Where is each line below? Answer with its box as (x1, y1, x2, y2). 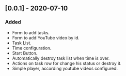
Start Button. (12, 50, 38, 56)
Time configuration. (12, 45, 52, 51)
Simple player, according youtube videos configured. (12, 65, 118, 71)
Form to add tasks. (12, 29, 50, 36)
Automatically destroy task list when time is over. (12, 55, 110, 61)
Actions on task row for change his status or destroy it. (12, 60, 122, 66)
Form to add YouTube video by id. (12, 35, 80, 40)
